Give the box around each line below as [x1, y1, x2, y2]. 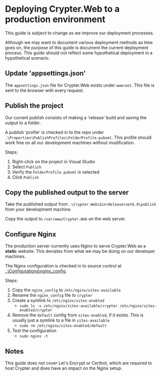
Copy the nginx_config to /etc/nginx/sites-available [12, 287, 121, 293]
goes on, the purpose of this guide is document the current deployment [5, 44, 148, 50]
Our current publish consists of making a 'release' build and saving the [5, 114, 147, 120]
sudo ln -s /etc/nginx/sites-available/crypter [19, 304, 118, 309]
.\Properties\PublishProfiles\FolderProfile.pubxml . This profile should [5, 134, 152, 140]
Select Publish [12, 164, 42, 170]
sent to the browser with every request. [5, 87, 84, 93]
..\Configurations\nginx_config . [5, 268, 67, 274]
